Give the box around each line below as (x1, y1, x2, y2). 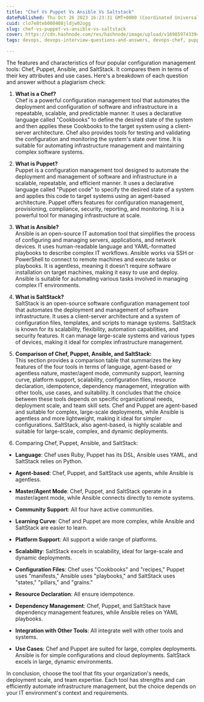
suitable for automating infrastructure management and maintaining (15, 142, 185, 149)
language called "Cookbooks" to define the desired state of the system (15, 116, 193, 123)
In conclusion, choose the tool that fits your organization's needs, (6, 670, 170, 677)
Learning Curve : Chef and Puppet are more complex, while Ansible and (15, 517, 195, 525)
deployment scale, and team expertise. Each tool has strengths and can (6, 676, 186, 683)
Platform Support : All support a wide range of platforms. (15, 536, 158, 543)
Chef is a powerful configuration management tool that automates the (15, 97, 190, 104)
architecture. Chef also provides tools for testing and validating (32, 129, 191, 136)
